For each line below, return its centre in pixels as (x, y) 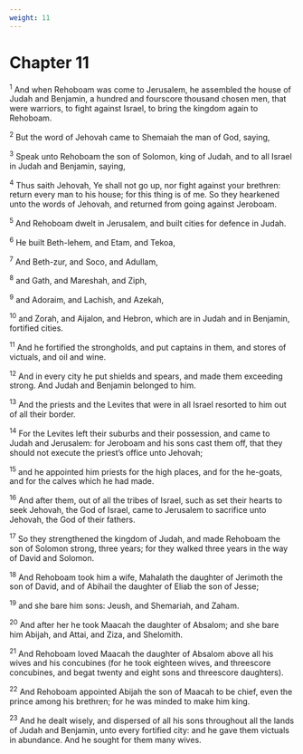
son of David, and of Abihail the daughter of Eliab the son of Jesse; (134, 586)
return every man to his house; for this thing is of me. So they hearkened (145, 195)
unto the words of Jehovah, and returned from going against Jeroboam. (143, 204)
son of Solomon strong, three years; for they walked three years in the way (149, 548)
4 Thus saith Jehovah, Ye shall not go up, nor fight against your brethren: (145, 184)
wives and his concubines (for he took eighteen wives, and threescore (140, 663)
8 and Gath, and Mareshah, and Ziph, (78, 280)
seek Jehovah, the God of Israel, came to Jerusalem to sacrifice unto (138, 510)
